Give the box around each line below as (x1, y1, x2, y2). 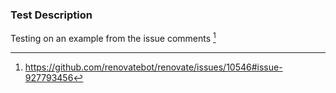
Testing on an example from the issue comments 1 (10, 31, 217, 44)
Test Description (10, 8, 93, 22)
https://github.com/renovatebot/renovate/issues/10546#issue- (24, 61, 283, 73)
